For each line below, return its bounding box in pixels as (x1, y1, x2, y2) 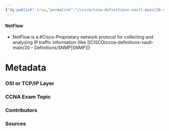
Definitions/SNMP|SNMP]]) (34, 44, 91, 50)
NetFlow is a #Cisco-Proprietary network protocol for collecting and (12, 33, 153, 40)
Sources (5, 120, 26, 127)
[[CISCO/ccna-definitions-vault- (87, 39, 154, 45)
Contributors (5, 106, 38, 113)
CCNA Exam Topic (5, 93, 51, 100)
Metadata (5, 62, 46, 73)
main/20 (12, 44, 30, 50)
